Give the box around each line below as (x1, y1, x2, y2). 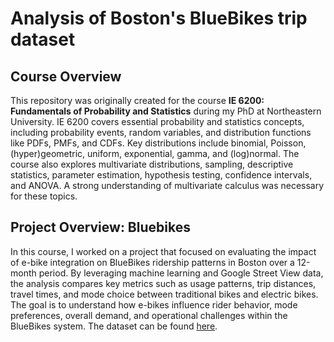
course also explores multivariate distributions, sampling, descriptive (10, 158, 294, 170)
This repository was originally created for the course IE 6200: (10, 95, 265, 106)
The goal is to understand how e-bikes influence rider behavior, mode (10, 298, 298, 311)
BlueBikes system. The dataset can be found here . (10, 320, 218, 332)
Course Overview (10, 68, 122, 85)
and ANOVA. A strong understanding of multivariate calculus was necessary (10, 180, 325, 191)
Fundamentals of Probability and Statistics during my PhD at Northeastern (10, 105, 322, 117)
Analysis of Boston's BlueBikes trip (10, 7, 308, 30)
